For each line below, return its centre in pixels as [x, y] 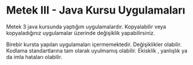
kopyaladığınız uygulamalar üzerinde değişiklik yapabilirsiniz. [81, 32]
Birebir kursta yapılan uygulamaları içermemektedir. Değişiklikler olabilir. [94, 44]
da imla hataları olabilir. [34, 57]
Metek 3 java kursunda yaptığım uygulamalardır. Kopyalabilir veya [86, 27]
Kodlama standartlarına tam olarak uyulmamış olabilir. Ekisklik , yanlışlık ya [97, 50]
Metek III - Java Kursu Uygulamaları [96, 10]
